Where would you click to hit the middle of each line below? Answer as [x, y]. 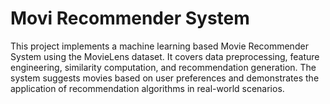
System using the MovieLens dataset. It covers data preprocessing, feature [165, 56]
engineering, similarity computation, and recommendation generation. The [163, 67]
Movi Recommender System [130, 18]
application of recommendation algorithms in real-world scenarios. [147, 88]
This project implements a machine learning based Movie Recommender [159, 46]
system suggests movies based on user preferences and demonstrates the [165, 78]
